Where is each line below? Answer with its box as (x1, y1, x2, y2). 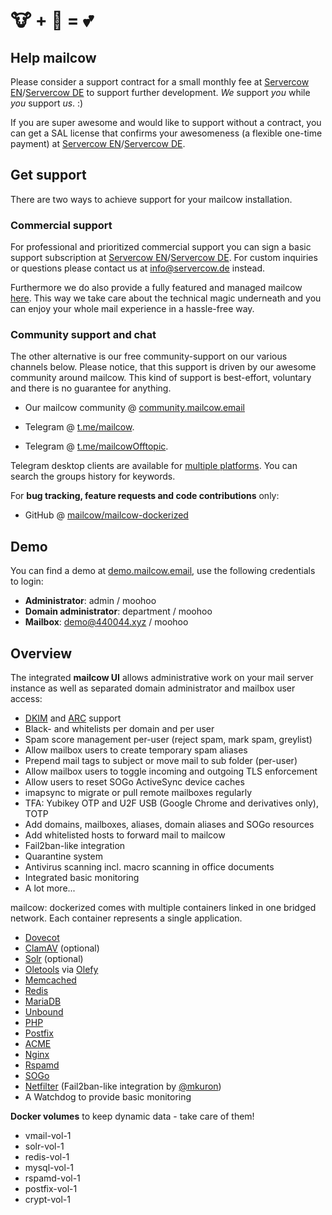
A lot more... (24, 882, 76, 894)
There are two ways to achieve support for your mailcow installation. (10, 193, 293, 205)
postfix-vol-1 (24, 1183, 78, 1195)
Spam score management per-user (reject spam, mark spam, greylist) (24, 734, 313, 746)
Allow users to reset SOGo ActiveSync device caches (24, 776, 245, 788)
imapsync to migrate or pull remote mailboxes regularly (24, 787, 253, 799)
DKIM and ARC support (24, 712, 122, 724)
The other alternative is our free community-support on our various (10, 350, 288, 363)
